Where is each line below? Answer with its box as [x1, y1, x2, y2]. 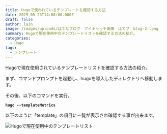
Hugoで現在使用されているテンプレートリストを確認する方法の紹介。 [5, 64, 150, 71]
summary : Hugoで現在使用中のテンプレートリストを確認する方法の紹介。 [5, 31, 137, 36]
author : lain [5, 21, 33, 27]
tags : [5, 45, 17, 50]
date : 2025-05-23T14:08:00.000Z [5, 12, 74, 17]
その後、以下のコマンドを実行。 [5, 92, 72, 98]
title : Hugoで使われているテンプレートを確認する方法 [5, 7, 106, 13]
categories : [5, 36, 31, 41]
